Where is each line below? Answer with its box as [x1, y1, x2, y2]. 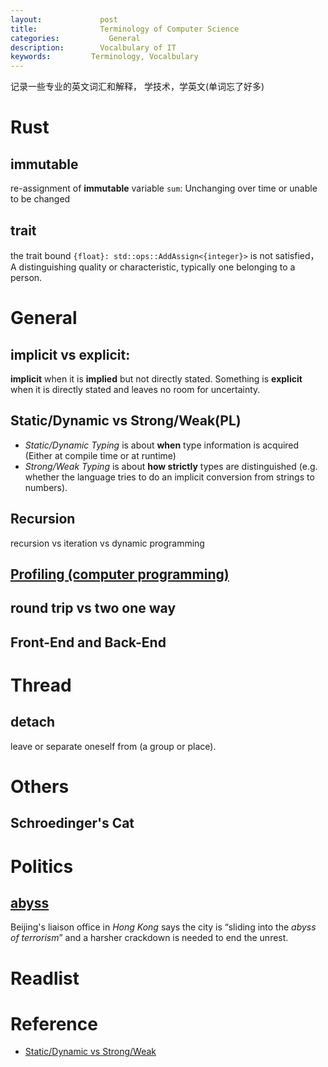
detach [10, 714, 56, 731]
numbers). [24, 481, 68, 493]
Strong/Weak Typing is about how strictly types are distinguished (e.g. [24, 460, 318, 472]
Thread [10, 674, 72, 696]
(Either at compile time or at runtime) [24, 449, 177, 461]
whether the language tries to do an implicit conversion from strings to [24, 471, 315, 483]
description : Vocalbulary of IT [10, 42, 177, 53]
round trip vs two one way [10, 600, 177, 617]
